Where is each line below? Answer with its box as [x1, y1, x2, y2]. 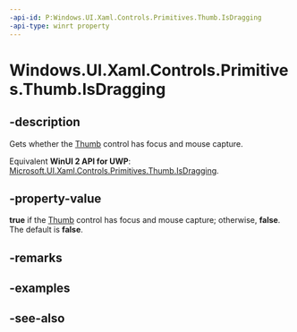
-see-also [9, 311, 65, 327]
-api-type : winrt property [9, 21, 110, 30]
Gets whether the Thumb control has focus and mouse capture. [9, 138, 243, 149]
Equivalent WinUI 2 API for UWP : [9, 156, 132, 166]
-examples [9, 281, 71, 296]
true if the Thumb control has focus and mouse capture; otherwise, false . [9, 215, 281, 226]
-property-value [9, 191, 102, 206]
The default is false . [9, 225, 83, 235]
